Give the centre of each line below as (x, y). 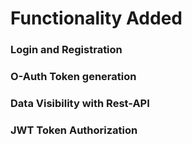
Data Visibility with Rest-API (80, 103)
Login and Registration (66, 50)
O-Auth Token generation (73, 77)
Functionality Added (96, 18)
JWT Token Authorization (74, 130)
